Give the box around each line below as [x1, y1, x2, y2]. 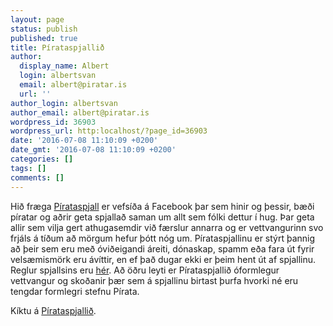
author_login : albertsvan [10, 98, 118, 108]
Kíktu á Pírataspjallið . [10, 304, 97, 316]
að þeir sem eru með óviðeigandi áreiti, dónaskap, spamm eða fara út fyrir [10, 242, 315, 255]
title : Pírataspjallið [10, 42, 105, 53]
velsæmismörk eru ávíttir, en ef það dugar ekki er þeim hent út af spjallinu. [10, 253, 317, 265]
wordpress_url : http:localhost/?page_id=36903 [10, 126, 208, 136]
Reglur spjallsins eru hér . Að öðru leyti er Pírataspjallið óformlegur [10, 264, 280, 276]
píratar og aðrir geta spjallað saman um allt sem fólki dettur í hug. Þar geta [10, 211, 315, 223]
